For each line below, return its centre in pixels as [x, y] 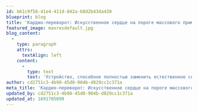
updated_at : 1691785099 [35, 99]
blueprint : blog [26, 17]
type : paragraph [37, 45]
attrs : [25, 50]
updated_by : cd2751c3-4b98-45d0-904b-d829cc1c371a [70, 93]
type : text [41, 72]
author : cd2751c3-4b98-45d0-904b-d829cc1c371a [64, 83]
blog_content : [24, 33]
